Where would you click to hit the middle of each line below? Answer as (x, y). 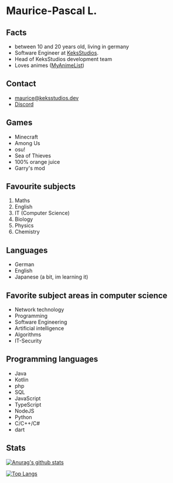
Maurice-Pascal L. (52, 11)
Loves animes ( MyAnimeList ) (50, 65)
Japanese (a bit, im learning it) (51, 277)
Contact (21, 84)
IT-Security (28, 341)
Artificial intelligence (39, 328)
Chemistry (27, 232)
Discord (24, 104)
